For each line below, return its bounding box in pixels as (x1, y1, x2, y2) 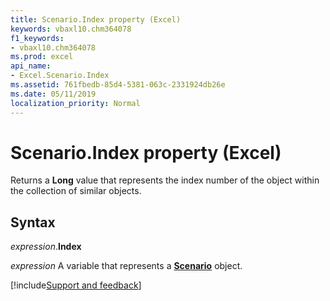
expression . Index (10, 241, 82, 253)
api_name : (10, 61, 52, 71)
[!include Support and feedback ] (10, 279, 142, 291)
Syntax (10, 214, 56, 231)
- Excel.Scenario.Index (10, 71, 110, 81)
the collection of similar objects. (10, 185, 142, 197)
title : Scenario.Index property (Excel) (10, 14, 182, 25)
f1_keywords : (10, 33, 65, 43)
